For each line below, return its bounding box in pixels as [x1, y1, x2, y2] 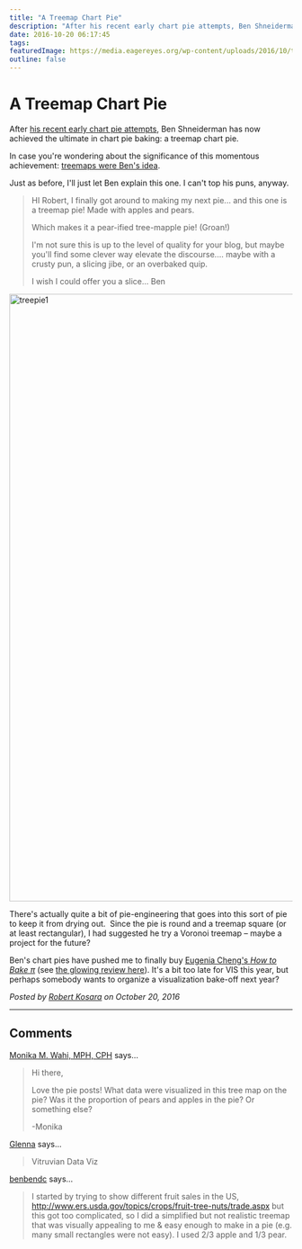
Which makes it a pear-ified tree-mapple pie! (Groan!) [31, 221, 231, 232]
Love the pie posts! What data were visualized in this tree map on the [31, 1084, 288, 1095]
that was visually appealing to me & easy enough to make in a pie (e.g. [31, 1219, 292, 1230]
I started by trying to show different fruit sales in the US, [31, 1191, 240, 1201]
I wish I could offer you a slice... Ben [31, 275, 166, 286]
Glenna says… [9, 1138, 62, 1149]
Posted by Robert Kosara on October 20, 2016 [9, 991, 181, 1002]
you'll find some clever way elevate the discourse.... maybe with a [31, 248, 276, 259]
